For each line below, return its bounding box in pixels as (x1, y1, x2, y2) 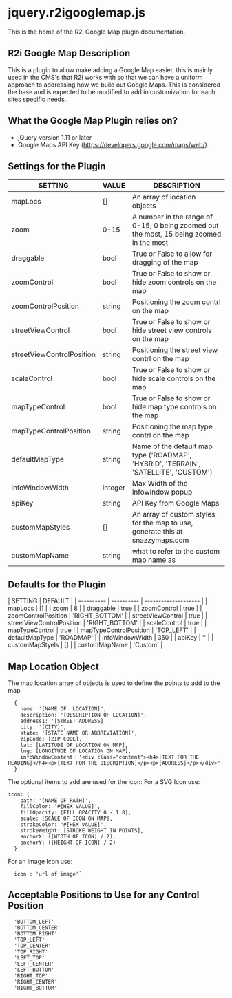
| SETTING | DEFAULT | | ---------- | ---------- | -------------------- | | (8, 597, 208, 605)
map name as (131, 555, 176, 565)
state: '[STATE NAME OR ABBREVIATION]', (20, 730, 138, 737)
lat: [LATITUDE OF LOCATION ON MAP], (20, 741, 129, 748)
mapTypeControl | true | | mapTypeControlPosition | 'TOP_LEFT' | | (8, 626, 196, 634)
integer (102, 483, 126, 492)
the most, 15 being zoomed (131, 229, 222, 239)
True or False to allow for (131, 249, 213, 259)
